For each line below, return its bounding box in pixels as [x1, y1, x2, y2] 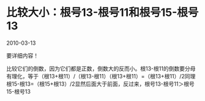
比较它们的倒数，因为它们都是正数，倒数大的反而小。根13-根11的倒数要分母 [6, 65, 196, 72]
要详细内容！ [6, 51, 39, 59]
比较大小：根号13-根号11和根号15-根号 [6, 6, 199, 20]
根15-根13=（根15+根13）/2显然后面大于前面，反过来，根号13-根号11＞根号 [6, 80, 195, 88]
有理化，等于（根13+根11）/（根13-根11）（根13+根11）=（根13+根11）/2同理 [6, 72, 196, 80]
